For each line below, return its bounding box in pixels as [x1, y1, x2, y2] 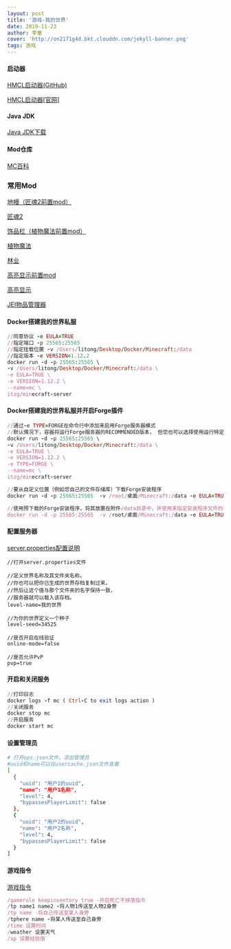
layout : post [7, 10, 45, 17]
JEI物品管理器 [7, 300, 47, 308]
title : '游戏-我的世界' [7, 17, 69, 23]
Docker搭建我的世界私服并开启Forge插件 [7, 406, 124, 414]
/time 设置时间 [7, 922, 47, 929]
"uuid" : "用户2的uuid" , [19, 819, 85, 826]
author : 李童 [7, 29, 43, 37]
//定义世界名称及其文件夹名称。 [7, 572, 85, 579]
